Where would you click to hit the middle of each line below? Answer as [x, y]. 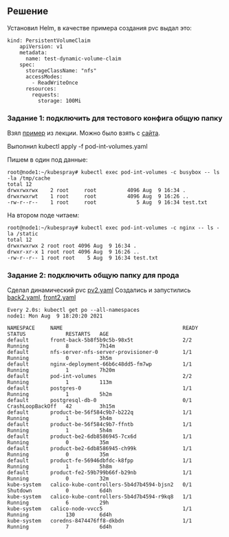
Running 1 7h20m [61, 370]
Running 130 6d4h [59, 515]
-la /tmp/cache [29, 178]
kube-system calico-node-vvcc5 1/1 [100, 509]
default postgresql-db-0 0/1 [100, 401]
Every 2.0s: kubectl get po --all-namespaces [73, 310]
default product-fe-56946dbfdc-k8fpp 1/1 [100, 461]
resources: [41, 89]
